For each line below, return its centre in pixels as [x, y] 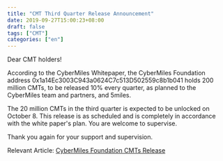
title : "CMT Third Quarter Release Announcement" [81, 14]
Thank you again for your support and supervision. [80, 137]
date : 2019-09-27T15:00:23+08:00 [56, 20]
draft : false [26, 26]
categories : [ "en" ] [36, 40]
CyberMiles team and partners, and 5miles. [69, 95]
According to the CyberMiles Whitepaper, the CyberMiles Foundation [106, 73]
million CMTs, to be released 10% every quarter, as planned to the [102, 88]
